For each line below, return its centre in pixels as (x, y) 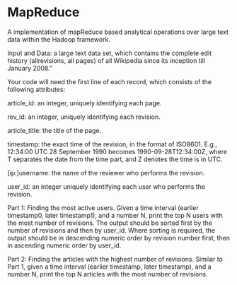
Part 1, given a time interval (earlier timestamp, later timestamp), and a (109, 267)
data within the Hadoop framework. (59, 39)
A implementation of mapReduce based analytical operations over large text (118, 32)
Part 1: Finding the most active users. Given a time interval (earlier (103, 208)
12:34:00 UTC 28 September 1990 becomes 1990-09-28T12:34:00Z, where (117, 151)
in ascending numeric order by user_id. (64, 245)
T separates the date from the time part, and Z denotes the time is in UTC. (115, 159)
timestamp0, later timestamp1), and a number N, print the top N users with (115, 215)
